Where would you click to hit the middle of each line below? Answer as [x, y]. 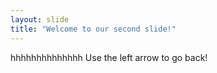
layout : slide [40, 19]
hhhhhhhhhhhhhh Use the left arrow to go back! [109, 57]
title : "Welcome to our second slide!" [93, 29]
